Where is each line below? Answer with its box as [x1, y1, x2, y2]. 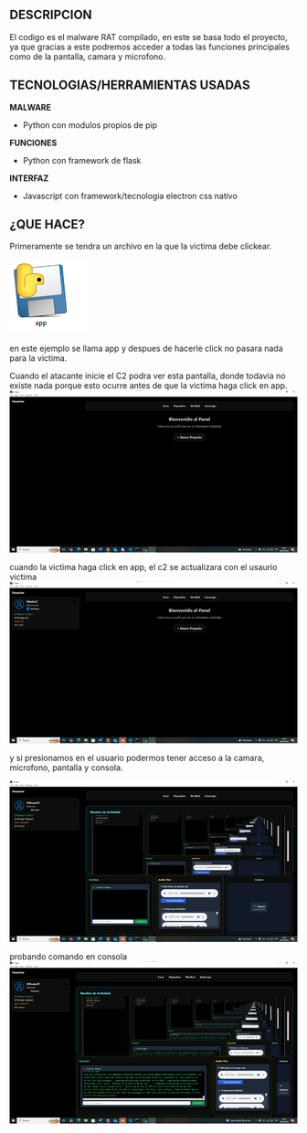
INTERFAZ [9, 173, 49, 184]
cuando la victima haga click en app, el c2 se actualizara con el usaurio [9, 561, 278, 572]
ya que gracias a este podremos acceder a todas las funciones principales [9, 41, 291, 52]
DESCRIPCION [9, 7, 93, 23]
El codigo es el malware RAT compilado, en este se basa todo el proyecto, [9, 31, 288, 42]
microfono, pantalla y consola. [9, 762, 123, 773]
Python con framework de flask [22, 154, 142, 165]
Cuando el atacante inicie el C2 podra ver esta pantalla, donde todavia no [9, 370, 286, 382]
